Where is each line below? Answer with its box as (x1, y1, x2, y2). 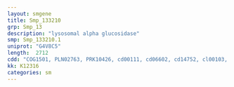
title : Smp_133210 (7, 17, 61, 24)
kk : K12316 (7, 62, 39, 69)
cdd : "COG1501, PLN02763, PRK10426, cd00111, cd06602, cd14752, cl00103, (7, 56, 228, 63)
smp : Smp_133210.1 (7, 36, 61, 43)
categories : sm (7, 69, 52, 76)
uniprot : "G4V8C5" (7, 43, 61, 50)
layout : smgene (7, 10, 52, 18)
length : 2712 (7, 50, 49, 57)
